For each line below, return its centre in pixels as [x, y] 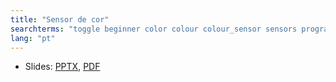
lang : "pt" [33, 38]
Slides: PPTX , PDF [62, 67]
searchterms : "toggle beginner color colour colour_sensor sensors [154, 29]
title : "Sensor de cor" [60, 19]
